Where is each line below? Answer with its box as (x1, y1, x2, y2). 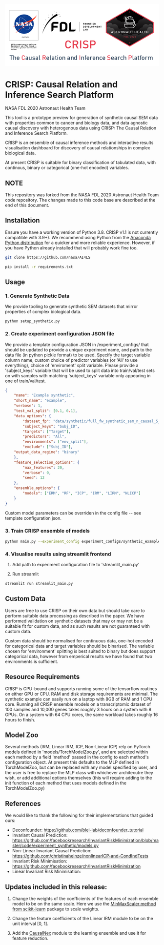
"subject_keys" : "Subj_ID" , (22, 424, 80, 429)
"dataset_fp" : (22, 419, 51, 424)
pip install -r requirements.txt (5, 264, 73, 269)
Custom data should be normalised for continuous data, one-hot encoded (5, 637, 153, 643)
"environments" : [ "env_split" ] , (22, 439, 89, 444)
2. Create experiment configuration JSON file (5, 330, 115, 337)
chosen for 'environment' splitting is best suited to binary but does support (5, 648, 156, 654)
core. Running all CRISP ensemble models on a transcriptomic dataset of (5, 701, 151, 707)
